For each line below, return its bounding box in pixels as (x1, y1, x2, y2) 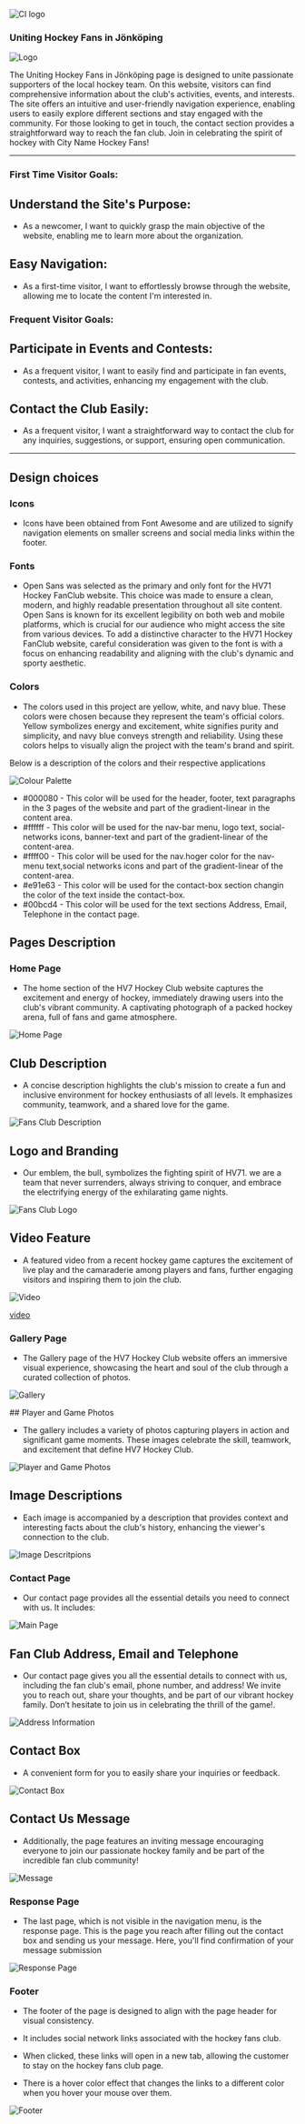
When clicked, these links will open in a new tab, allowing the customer (22, 2050, 290, 2061)
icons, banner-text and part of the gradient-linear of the (60, 831, 269, 842)
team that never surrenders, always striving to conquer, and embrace (22, 1177, 282, 1187)
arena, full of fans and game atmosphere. (22, 1012, 178, 1023)
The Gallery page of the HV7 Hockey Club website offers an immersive (22, 1353, 288, 1364)
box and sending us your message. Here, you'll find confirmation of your (22, 1935, 294, 1946)
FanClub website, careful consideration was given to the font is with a (22, 638, 283, 649)
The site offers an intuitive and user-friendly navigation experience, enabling (9, 98, 296, 109)
